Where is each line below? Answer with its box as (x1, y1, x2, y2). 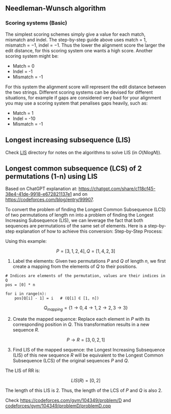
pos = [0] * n (5, 282, 36, 287)
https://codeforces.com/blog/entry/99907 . (5, 197, 94, 203)
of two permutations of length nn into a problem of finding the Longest (5, 212, 154, 218)
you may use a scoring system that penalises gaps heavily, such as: (5, 100, 148, 106)
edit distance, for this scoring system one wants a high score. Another (5, 47, 153, 53)
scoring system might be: (5, 53, 59, 59)
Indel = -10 (12, 115, 36, 121)
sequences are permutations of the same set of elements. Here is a (5, 223, 147, 229)
